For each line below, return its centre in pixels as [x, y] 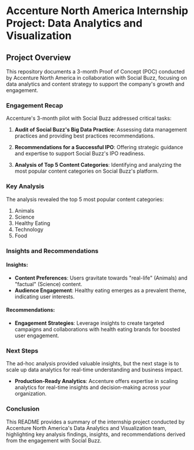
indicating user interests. [44, 296]
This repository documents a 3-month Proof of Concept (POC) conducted [96, 71]
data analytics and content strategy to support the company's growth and [95, 84]
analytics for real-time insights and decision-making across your [93, 387]
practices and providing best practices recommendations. [85, 136]
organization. [31, 394]
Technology [29, 229]
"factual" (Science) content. [48, 284]
